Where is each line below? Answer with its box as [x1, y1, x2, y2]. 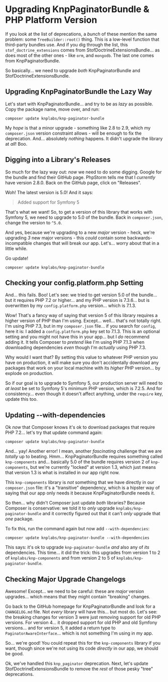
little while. [5, 245, 28, 252]
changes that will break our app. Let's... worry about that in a [33, 240, 159, 246]
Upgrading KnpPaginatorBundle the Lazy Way [5, 87, 152, 96]
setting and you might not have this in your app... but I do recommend [5, 334, 150, 340]
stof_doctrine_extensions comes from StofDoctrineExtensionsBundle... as [5, 47, 160, 53]
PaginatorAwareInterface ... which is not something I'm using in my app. [5, 630, 153, 636]
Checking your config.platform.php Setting [5, 278, 143, 287]
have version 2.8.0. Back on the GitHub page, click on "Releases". [5, 179, 142, 185]
